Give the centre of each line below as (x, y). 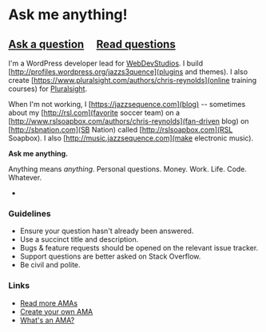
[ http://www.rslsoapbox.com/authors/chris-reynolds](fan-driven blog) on (129, 121)
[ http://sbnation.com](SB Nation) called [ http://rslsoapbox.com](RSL (121, 130)
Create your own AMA (56, 311)
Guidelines (30, 213)
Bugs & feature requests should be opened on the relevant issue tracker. (139, 248)
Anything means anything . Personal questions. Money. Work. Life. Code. (128, 169)
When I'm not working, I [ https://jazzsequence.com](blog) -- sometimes (127, 104)
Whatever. (25, 178)
